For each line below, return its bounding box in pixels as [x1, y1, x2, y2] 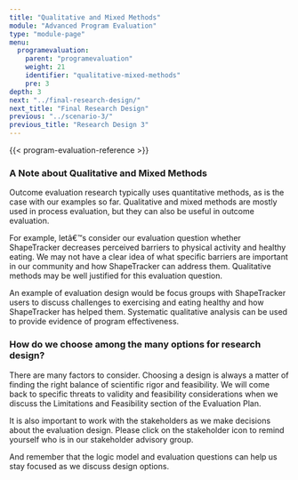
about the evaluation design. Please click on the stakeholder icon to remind [9, 424, 285, 436]
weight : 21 [25, 63, 66, 72]
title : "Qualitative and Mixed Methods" [9, 12, 162, 22]
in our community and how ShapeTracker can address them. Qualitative [9, 261, 271, 272]
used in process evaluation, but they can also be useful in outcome [9, 206, 255, 217]
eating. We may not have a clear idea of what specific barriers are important [9, 252, 289, 262]
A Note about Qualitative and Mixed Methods [9, 166, 207, 179]
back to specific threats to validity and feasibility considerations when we [9, 388, 278, 399]
